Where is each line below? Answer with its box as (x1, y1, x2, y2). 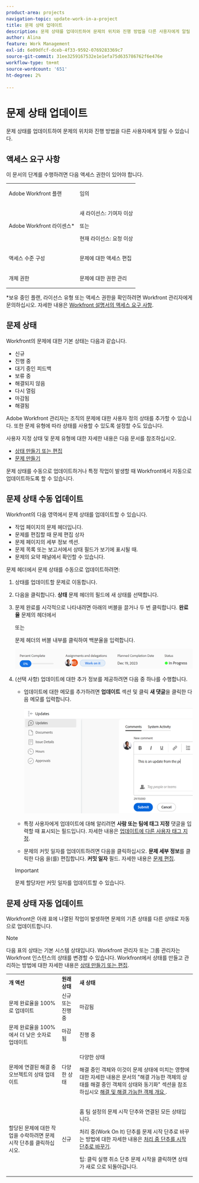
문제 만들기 (14, 455, 41, 462)
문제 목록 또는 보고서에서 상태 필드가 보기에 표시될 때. (14, 546, 138, 553)
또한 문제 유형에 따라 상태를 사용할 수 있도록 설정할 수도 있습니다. (14, 422, 164, 429)
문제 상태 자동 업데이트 (6, 898, 84, 908)
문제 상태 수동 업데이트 (6, 494, 84, 504)
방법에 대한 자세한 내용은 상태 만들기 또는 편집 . (21, 962, 129, 969)
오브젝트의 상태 (8, 1071, 44, 1078)
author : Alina (6, 34, 41, 41)
